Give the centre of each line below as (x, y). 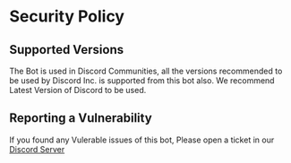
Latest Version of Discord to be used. (78, 90)
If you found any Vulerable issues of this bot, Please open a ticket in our (142, 140)
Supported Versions (66, 50)
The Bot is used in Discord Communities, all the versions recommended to (146, 71)
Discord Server (37, 149)
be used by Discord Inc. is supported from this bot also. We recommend (142, 81)
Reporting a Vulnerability (81, 118)
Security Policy (67, 17)
